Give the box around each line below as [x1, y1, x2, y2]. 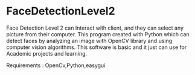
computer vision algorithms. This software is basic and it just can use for [6, 44, 187, 51]
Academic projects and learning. [6, 50, 88, 57]
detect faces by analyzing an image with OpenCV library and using [6, 37, 173, 44]
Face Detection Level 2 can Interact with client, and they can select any [6, 24, 184, 31]
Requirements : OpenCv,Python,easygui [6, 62, 106, 69]
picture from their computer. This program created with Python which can [6, 30, 190, 37]
